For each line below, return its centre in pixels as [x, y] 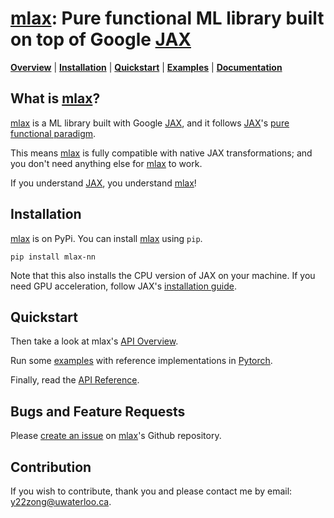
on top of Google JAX [101, 39]
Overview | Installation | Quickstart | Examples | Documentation [146, 67]
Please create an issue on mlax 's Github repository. [116, 436]
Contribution [51, 467]
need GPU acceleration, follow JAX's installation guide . [123, 286]
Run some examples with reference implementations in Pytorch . [141, 361]
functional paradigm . [53, 133]
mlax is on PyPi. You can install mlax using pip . [106, 238]
